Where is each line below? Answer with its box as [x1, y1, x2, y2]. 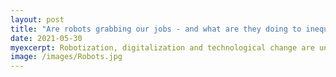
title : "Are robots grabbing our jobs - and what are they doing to [10, 24, 302, 34]
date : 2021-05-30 [10, 33, 83, 43]
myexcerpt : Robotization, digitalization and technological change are [10, 42, 315, 53]
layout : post [10, 14, 65, 25]
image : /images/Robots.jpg [10, 52, 123, 62]
